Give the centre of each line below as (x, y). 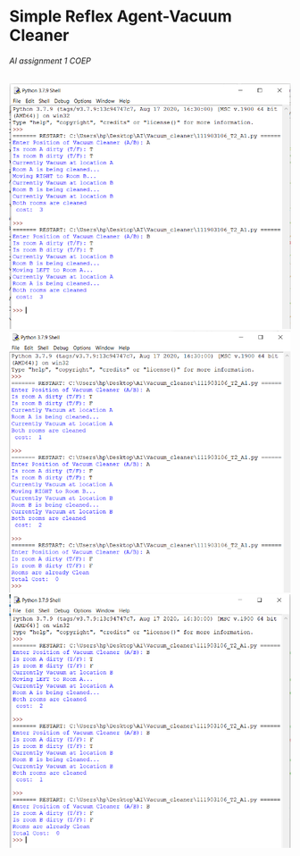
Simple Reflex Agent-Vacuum (121, 17)
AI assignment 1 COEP (50, 61)
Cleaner (39, 35)
